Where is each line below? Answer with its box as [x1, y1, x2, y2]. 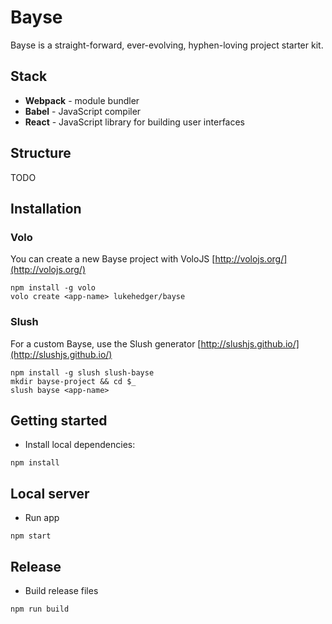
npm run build [10, 604, 70, 614]
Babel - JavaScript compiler [24, 105, 142, 117]
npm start [10, 531, 52, 541]
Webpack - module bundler [24, 94, 140, 106]
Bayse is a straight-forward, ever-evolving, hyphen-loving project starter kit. [10, 39, 324, 51]
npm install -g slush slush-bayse [10, 367, 155, 378]
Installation [10, 200, 82, 217]
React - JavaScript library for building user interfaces [24, 116, 246, 128]
